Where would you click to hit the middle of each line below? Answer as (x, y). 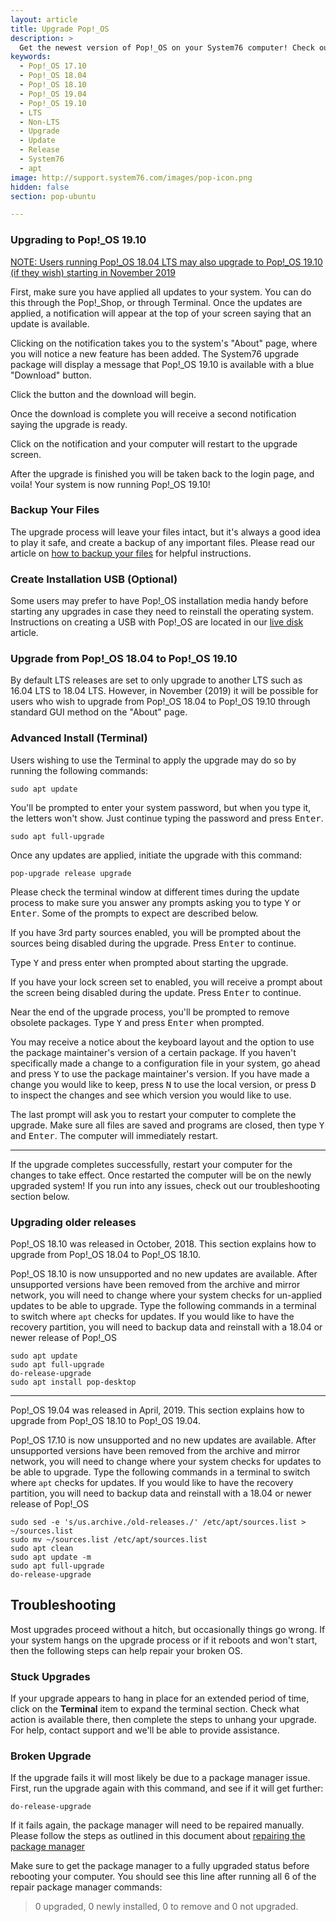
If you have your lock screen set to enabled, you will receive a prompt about (166, 982)
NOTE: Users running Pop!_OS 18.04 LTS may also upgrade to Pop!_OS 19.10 (166, 262)
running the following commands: (79, 770)
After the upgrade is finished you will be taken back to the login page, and (162, 473)
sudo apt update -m (51, 1557)
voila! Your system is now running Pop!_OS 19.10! (110, 484)
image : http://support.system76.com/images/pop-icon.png (131, 177)
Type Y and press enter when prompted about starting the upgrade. (149, 962)
